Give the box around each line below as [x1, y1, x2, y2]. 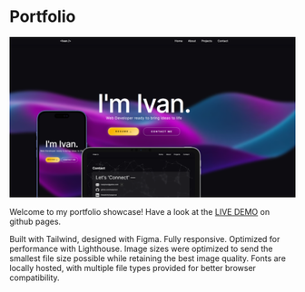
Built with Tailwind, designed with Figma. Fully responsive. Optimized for [9, 234, 280, 245]
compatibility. [9, 272, 61, 283]
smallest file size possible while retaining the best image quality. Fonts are [9, 253, 286, 264]
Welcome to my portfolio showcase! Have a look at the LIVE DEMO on [9, 207, 271, 218]
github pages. [9, 216, 62, 228]
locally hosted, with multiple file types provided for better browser [9, 263, 257, 274]
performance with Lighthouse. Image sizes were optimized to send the [9, 243, 274, 255]
